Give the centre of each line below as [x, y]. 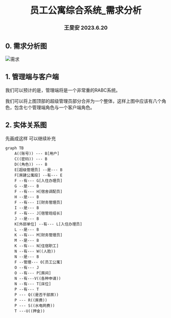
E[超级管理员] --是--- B [39, 170]
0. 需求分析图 [26, 46]
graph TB [15, 148]
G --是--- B [27, 186]
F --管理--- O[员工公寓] [39, 262]
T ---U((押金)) [30, 311]
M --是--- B [27, 240]
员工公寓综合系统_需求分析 [86, 10]
